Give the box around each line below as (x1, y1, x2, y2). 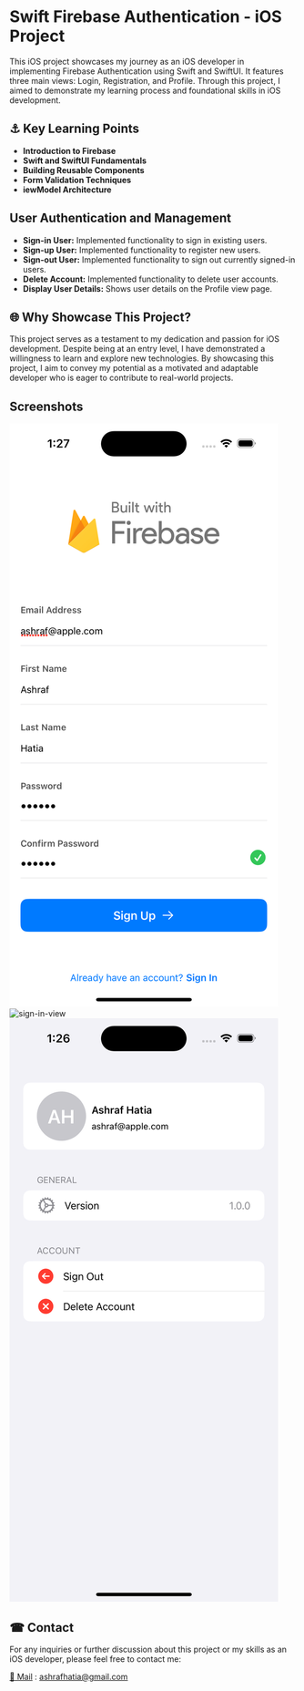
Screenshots (9, 398, 84, 414)
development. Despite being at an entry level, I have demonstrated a (9, 344, 266, 355)
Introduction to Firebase (22, 145, 117, 156)
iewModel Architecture (22, 184, 112, 195)
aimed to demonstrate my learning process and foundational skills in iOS (9, 85, 281, 96)
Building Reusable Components (22, 164, 145, 175)
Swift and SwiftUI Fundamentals (22, 155, 147, 166)
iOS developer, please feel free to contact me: (9, 1654, 182, 1665)
